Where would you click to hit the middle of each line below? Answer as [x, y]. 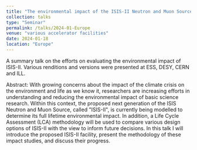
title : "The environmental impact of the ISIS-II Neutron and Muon [90, 11]
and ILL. [16, 73]
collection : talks [28, 17]
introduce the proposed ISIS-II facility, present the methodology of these [94, 134]
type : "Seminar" [26, 22]
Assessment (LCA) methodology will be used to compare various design [93, 122]
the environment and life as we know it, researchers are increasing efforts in [98, 91]
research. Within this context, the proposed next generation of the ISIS [91, 103]
